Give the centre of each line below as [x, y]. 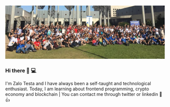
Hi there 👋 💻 [21, 70]
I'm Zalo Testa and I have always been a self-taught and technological [78, 84]
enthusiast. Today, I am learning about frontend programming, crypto [77, 89]
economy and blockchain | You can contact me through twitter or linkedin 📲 [84, 94]
